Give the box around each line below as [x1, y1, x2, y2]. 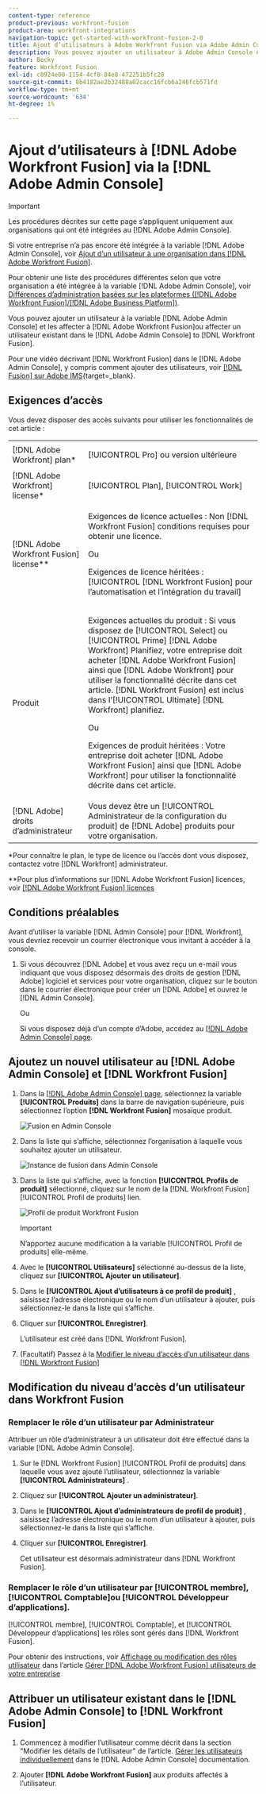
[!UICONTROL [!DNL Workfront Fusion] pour [88, 576, 253, 587]
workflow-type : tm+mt [8, 85, 80, 94]
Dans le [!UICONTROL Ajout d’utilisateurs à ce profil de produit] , [19, 1286, 236, 1295]
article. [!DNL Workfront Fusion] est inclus [88, 684, 244, 695]
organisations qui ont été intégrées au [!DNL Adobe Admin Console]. [8, 225, 232, 235]
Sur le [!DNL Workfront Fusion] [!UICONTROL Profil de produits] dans [19, 1458, 246, 1469]
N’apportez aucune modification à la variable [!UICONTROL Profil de [19, 1238, 243, 1248]
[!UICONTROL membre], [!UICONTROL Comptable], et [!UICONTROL [8, 1620, 232, 1630]
